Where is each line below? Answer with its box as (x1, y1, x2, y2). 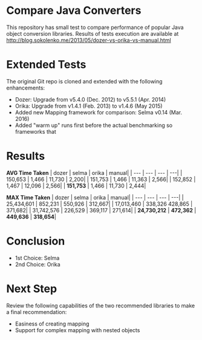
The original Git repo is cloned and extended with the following (6, 77, 163, 85)
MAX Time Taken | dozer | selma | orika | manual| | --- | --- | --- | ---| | (6, 194, 184, 201)
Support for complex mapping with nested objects (15, 326, 140, 333)
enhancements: (6, 84, 45, 91)
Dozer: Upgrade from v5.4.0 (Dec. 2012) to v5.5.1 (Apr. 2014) (15, 96, 166, 103)
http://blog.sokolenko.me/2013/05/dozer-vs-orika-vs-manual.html (6, 36, 171, 44)
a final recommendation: (6, 308, 67, 315)
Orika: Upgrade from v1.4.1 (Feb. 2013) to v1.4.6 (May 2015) (15, 102, 163, 110)
